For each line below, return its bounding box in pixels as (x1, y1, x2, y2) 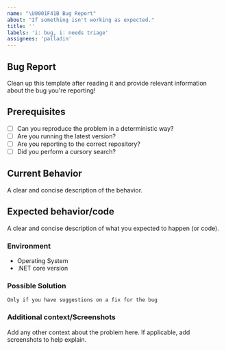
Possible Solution (7, 281, 66, 290)
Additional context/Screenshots (7, 312, 116, 322)
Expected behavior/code (7, 206, 115, 218)
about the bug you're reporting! (7, 86, 96, 95)
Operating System (16, 256, 68, 264)
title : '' (7, 23, 36, 29)
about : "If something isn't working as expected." (7, 16, 155, 23)
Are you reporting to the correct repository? (16, 140, 140, 148)
